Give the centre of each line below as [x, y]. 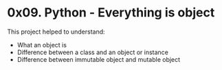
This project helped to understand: [56, 32]
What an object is [42, 45]
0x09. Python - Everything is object [111, 13]
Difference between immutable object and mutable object [99, 59]
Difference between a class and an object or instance [92, 52]
